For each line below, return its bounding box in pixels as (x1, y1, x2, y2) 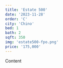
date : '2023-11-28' (5, 12, 46, 17)
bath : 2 (5, 30, 21, 35)
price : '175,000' (5, 44, 41, 49)
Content (5, 58, 22, 64)
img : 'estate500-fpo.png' (5, 40, 59, 45)
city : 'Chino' (5, 21, 35, 26)
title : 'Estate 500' (5, 7, 48, 12)
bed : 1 (5, 26, 19, 31)
